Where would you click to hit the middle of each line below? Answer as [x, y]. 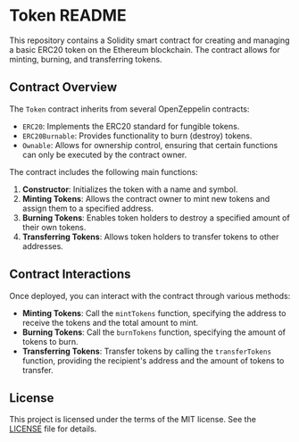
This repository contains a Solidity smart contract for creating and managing [149, 40]
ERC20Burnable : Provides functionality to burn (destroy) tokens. [137, 136]
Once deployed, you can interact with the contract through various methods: [150, 296]
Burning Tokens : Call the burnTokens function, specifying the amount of [154, 332]
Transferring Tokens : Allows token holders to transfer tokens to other [150, 237]
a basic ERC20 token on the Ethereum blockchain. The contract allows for [145, 49]
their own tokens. [54, 227]
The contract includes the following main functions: [104, 171]
